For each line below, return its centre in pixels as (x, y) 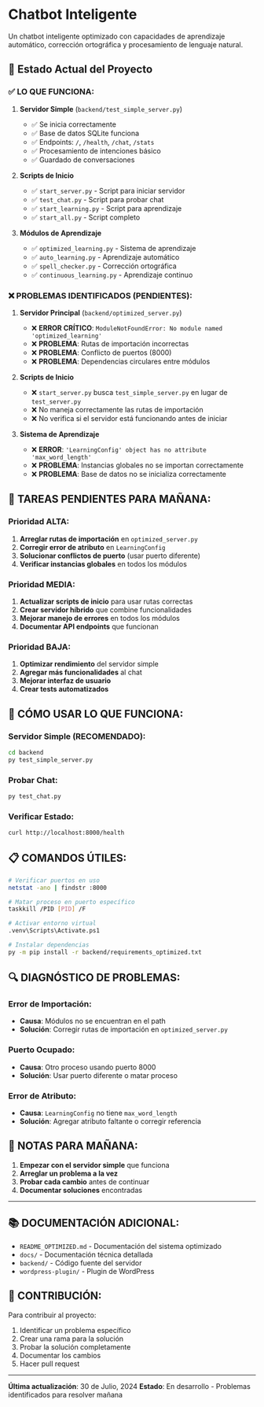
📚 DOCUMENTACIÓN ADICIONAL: (94, 1223)
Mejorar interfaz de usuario (65, 681)
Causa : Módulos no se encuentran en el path (93, 1021)
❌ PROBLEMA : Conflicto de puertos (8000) (101, 353)
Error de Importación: (50, 1004)
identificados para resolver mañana (66, 1394)
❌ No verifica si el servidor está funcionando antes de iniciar (129, 418)
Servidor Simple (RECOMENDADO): (77, 736)
